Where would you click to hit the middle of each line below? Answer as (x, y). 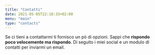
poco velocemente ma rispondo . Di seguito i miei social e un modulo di (77, 42)
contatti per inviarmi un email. (35, 47)
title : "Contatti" (24, 9)
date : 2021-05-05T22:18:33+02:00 (39, 14)
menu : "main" (18, 18)
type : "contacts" (23, 23)
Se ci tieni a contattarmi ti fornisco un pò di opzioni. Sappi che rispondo (77, 37)
